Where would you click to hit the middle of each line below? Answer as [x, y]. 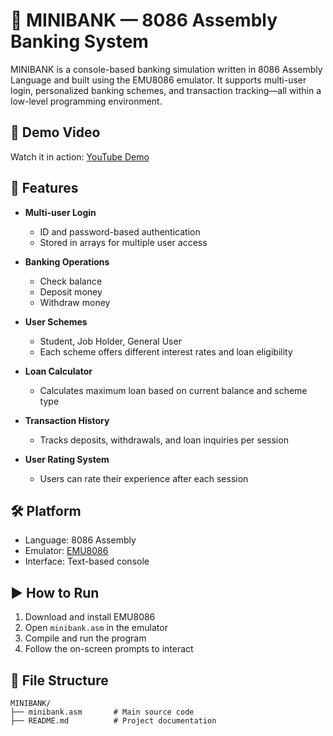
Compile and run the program [85, 638]
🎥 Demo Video [55, 132]
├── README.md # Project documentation [113, 721]
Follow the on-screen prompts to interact [109, 649]
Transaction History [67, 420]
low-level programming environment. [86, 101]
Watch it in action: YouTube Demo [80, 156]
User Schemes [56, 321]
